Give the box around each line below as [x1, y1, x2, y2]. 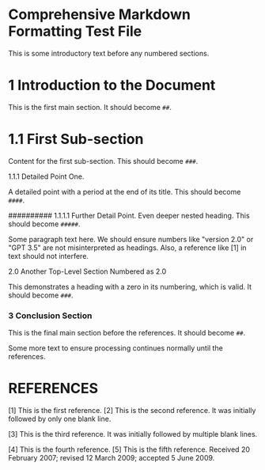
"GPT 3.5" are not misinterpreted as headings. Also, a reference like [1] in [8, 243, 247, 252]
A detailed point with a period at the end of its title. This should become [8, 187, 241, 196]
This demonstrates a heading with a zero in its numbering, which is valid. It [8, 282, 252, 291]
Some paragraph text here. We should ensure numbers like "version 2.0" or [8, 234, 254, 244]
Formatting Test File [8, 22, 142, 40]
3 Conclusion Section [8, 310, 93, 321]
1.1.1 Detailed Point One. [8, 172, 85, 181]
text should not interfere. [8, 251, 89, 260]
